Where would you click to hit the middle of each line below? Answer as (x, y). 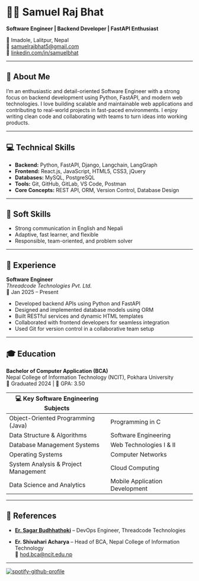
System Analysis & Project (45, 464)
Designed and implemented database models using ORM (84, 310)
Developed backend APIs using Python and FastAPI (78, 304)
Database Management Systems (54, 445)
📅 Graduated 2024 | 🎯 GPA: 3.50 (46, 384)
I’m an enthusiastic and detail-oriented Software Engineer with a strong (93, 91)
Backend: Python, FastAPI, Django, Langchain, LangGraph (86, 165)
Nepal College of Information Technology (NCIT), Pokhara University (90, 377)
